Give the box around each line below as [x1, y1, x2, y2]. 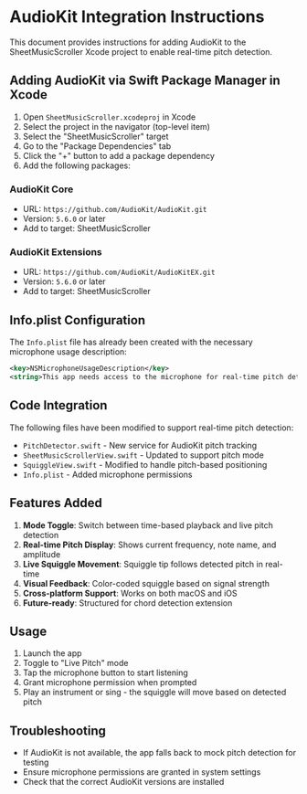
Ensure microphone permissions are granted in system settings [22, 767, 261, 778]
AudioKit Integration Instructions [9, 6, 265, 27]
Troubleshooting [9, 723, 107, 738]
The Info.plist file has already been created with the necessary [9, 336, 253, 348]
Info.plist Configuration [9, 312, 146, 328]
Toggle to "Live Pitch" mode [22, 658, 129, 669]
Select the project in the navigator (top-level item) [22, 121, 210, 132]
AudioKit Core [9, 183, 74, 196]
